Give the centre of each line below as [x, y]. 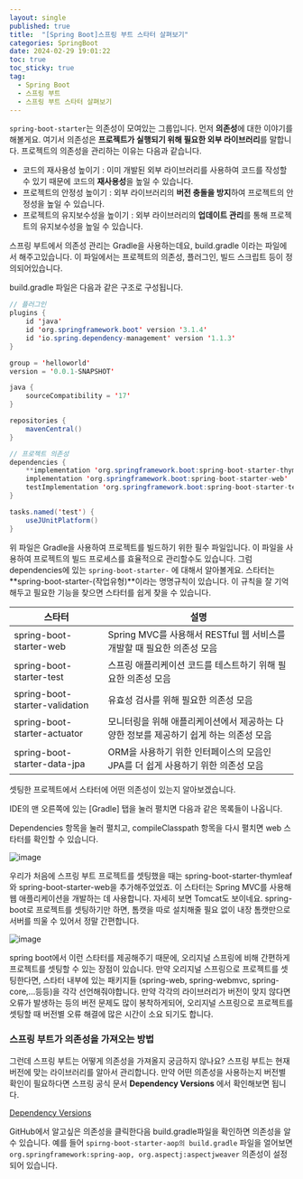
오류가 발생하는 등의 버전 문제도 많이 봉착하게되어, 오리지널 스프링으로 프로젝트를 [151, 1002]
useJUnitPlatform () [62, 520]
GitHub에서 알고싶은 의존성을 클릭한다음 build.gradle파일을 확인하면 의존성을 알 [150, 1131]
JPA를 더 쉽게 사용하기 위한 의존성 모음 [186, 766]
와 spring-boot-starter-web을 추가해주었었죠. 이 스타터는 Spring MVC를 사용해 [150, 887]
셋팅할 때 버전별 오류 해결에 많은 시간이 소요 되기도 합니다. [111, 1014]
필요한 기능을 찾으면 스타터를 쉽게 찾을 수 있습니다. [122, 592]
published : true [40, 26]
